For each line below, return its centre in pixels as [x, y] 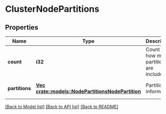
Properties [22, 27]
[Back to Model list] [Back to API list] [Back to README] [62, 107]
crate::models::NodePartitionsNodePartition [88, 91]
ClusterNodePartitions [52, 9]
